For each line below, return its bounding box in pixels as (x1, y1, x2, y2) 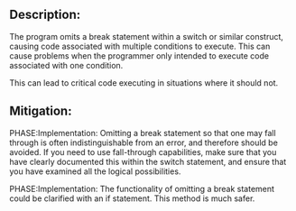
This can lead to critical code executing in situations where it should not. (9, 77, 279, 88)
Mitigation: (9, 104, 72, 119)
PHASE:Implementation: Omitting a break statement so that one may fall (9, 127, 277, 138)
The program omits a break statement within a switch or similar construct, (9, 31, 284, 41)
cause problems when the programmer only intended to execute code (9, 50, 269, 61)
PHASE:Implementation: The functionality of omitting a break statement (9, 183, 275, 194)
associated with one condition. (9, 60, 124, 70)
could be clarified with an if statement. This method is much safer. (9, 193, 255, 204)
